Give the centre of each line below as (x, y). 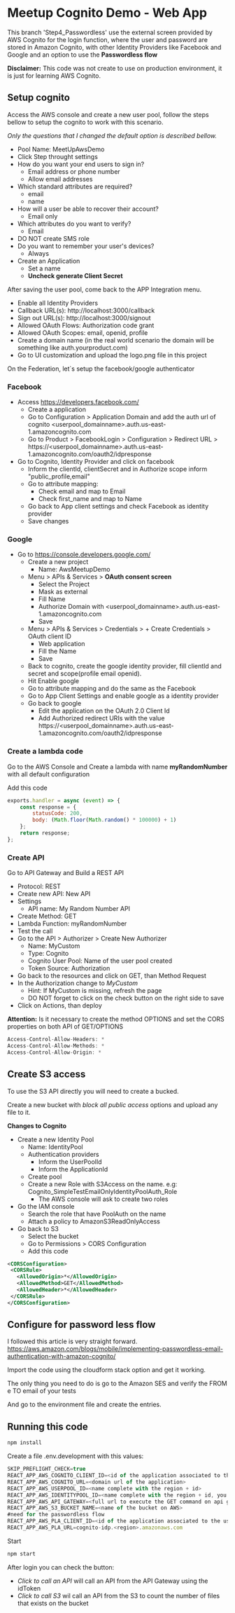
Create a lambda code (45, 751)
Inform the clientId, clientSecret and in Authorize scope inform (117, 469)
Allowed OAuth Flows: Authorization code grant (86, 325)
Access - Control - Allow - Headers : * (56, 1039)
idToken (29, 1588)
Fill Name (52, 599)
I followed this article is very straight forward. (72, 1341)
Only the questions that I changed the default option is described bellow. (112, 135)
